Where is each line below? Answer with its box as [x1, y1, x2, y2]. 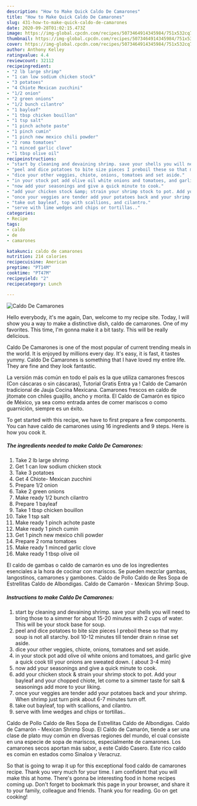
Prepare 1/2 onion [15, 482, 58, 489]
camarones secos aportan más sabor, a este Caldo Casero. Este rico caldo [6, 744, 186, 751]
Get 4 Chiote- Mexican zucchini [15, 476, 92, 483]
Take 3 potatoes [15, 469, 54, 476]
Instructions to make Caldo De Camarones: [6, 594, 115, 601]
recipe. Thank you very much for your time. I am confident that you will [6, 768, 178, 775]
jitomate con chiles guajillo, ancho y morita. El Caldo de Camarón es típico [6, 392, 185, 399]
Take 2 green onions [15, 488, 65, 495]
